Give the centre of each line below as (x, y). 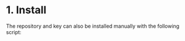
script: (14, 32)
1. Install (26, 10)
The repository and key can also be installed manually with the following (93, 26)
